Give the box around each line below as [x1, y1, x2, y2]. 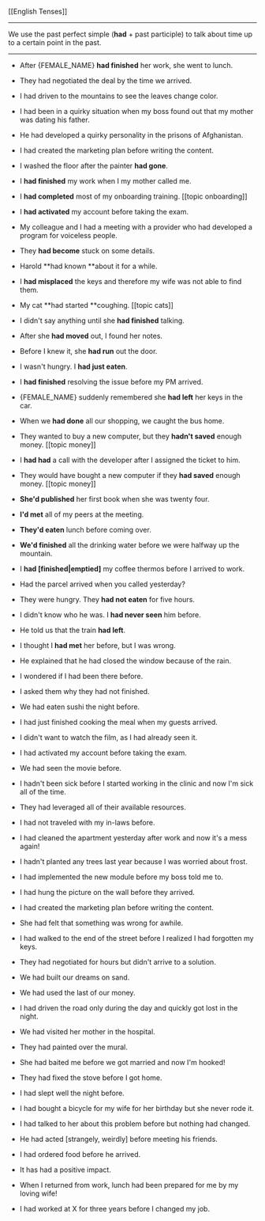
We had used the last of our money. [19, 988, 136, 997]
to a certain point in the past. [8, 38, 102, 47]
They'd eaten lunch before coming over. [19, 525, 151, 534]
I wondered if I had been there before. [19, 672, 144, 681]
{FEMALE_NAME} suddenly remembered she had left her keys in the [19, 392, 243, 402]
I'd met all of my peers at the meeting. [19, 510, 144, 519]
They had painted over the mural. [19, 1042, 128, 1052]
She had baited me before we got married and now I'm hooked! [19, 1058, 226, 1067]
